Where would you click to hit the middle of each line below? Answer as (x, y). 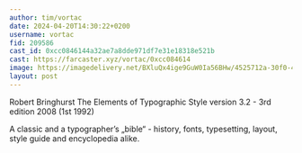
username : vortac (42, 34)
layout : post (34, 76)
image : (22, 68)
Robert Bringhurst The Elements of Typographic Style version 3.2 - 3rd (140, 102)
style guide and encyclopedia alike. (75, 138)
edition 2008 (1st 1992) (52, 111)
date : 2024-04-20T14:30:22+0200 (70, 26)
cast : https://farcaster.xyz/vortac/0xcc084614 (100, 59)
